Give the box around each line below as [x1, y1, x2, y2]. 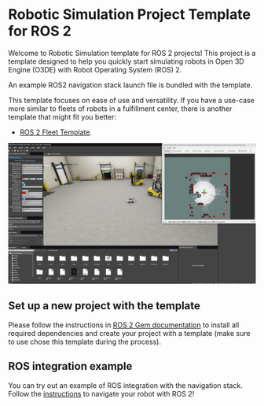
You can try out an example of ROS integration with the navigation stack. [8, 380, 244, 390]
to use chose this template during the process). [8, 337, 162, 346]
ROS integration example [8, 360, 133, 373]
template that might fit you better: [8, 112, 117, 121]
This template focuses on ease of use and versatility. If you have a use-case [8, 95, 255, 105]
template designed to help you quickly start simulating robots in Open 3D [8, 57, 245, 66]
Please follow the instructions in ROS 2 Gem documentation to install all [8, 320, 240, 330]
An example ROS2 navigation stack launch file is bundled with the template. [8, 80, 253, 90]
